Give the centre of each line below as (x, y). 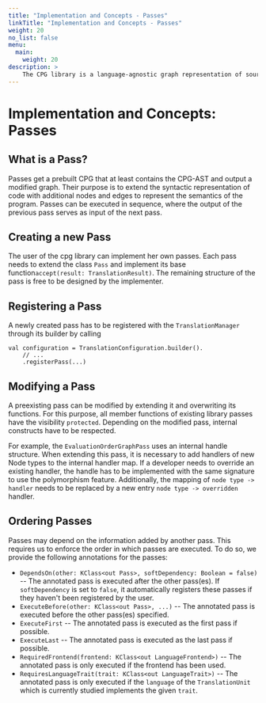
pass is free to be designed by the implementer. (86, 281)
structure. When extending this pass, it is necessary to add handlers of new (131, 454)
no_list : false (33, 38)
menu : (17, 45)
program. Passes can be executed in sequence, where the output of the (125, 203)
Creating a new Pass (60, 237)
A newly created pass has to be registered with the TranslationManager (124, 325)
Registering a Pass (55, 306)
